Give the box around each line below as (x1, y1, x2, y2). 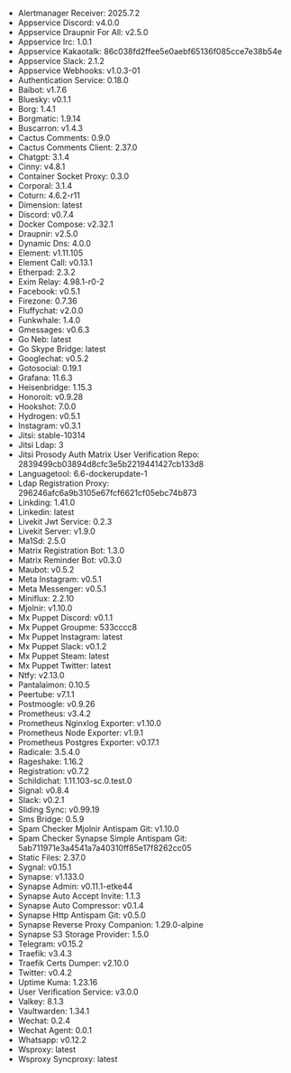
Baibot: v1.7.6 (17, 85, 68, 95)
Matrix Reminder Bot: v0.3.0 (17, 555, 123, 565)
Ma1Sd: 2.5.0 (17, 536, 66, 546)
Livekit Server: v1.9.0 (17, 526, 96, 536)
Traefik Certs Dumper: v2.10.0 (17, 957, 129, 968)
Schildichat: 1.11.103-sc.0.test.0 (17, 776, 132, 786)
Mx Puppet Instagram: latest (17, 631, 123, 642)
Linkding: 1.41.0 (17, 497, 76, 508)
